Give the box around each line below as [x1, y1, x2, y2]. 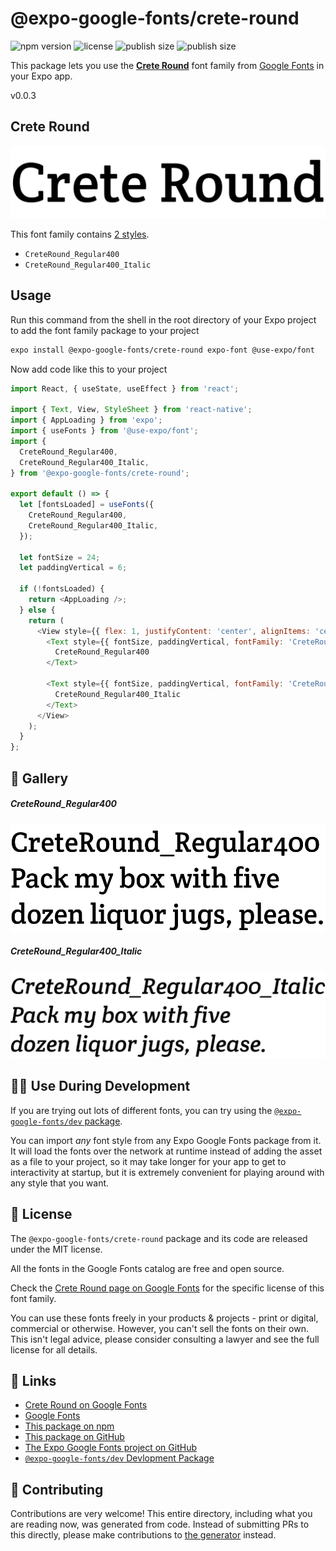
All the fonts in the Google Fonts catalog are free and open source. [10, 1262, 285, 1274]
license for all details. [10, 1343, 98, 1356]
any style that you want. [10, 1177, 110, 1189]
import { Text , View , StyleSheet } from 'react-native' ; [10, 405, 253, 415]
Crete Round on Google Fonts [24, 1399, 148, 1411]
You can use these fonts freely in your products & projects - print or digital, [10, 1312, 319, 1324]
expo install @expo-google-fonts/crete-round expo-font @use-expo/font [10, 345, 315, 355]
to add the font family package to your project [10, 324, 200, 336]
